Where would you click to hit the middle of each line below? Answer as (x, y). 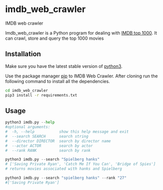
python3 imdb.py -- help (30, 122)
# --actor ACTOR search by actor (49, 146)
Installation (23, 54)
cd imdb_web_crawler (27, 90)
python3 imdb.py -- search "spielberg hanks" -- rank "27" (66, 178)
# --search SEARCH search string (47, 136)
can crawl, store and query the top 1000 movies (55, 38)
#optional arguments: (28, 127)
